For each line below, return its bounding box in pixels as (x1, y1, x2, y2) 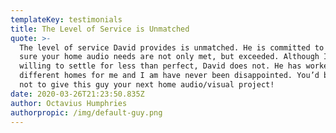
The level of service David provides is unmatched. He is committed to (19, 42, 325, 53)
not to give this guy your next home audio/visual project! (19, 80, 275, 90)
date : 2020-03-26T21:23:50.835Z (10, 89, 145, 99)
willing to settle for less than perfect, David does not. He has (19, 61, 302, 71)
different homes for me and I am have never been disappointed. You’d (19, 71, 320, 81)
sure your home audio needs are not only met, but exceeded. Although (19, 52, 320, 62)
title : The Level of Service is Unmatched (10, 24, 190, 34)
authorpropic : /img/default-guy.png (10, 107, 163, 118)
